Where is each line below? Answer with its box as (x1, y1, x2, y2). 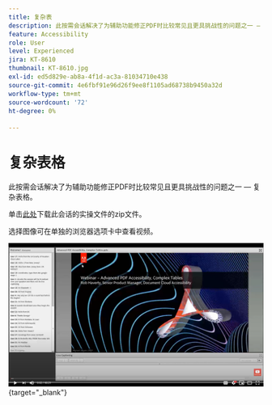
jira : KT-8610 (8, 56, 57, 64)
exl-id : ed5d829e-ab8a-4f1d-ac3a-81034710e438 (8, 73, 168, 81)
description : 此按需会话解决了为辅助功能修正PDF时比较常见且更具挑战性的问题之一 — (8, 21, 261, 30)
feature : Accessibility (8, 30, 89, 38)
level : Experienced (8, 47, 74, 56)
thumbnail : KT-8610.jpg (8, 65, 89, 73)
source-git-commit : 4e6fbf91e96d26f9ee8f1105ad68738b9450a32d (8, 81, 223, 89)
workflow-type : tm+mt (8, 90, 82, 98)
